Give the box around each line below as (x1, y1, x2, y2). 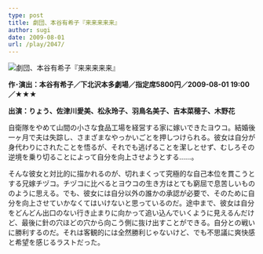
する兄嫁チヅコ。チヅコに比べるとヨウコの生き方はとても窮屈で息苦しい (8, 179, 242, 188)
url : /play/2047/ (8, 41, 65, 49)
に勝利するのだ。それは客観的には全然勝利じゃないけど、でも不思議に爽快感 (8, 228, 255, 238)
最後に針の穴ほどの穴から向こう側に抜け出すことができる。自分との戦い (21, 218, 255, 227)
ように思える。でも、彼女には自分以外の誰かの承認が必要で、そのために (14, 189, 249, 198)
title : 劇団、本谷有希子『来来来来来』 (8, 19, 121, 27)
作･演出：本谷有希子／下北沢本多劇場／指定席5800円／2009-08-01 (8, 80, 229, 89)
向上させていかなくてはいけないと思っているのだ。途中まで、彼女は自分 (21, 198, 255, 208)
